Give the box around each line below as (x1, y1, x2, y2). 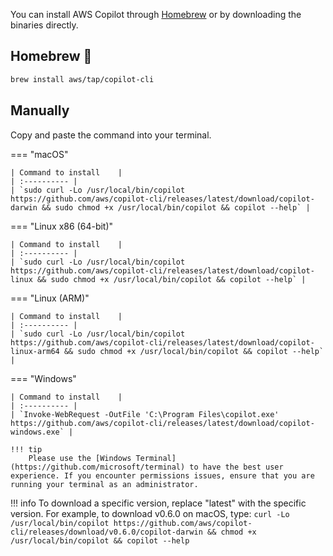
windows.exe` (10, 427, 65, 437)
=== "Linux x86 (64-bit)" (10, 220, 114, 232)
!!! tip (10, 444, 43, 454)
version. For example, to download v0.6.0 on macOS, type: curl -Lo (10, 507, 290, 519)
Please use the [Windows (28, 453, 132, 463)
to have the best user (189, 462, 284, 472)
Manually (10, 102, 70, 119)
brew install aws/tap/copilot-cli (10, 74, 155, 84)
